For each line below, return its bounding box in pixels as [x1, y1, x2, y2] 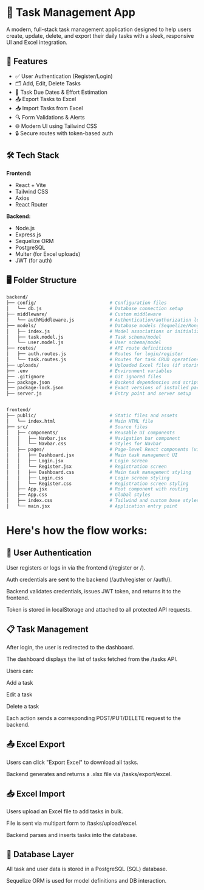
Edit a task [6, 691, 33, 698]
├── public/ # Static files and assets [6, 412, 178, 419]
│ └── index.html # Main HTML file [6, 418, 154, 424]
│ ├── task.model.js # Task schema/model [6, 334, 162, 340]
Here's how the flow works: [6, 524, 148, 538]
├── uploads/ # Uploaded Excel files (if [6, 362, 181, 368]
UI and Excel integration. [6, 38, 68, 46]
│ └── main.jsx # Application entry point [6, 503, 178, 509]
